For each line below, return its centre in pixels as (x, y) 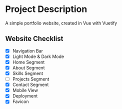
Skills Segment (28, 73)
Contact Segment (30, 85)
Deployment (25, 96)
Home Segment (28, 62)
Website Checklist (34, 39)
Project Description (46, 9)
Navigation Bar (28, 50)
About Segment (28, 67)
